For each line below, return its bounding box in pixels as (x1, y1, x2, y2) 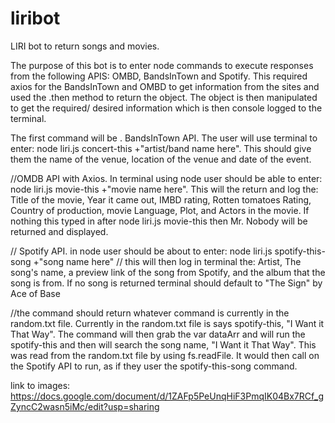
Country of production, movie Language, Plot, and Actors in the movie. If (10, 204, 310, 216)
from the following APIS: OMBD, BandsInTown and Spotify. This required (10, 70, 308, 82)
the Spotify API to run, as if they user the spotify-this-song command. (10, 360, 298, 372)
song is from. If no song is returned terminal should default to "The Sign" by (10, 277, 323, 289)
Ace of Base (10, 287, 61, 299)
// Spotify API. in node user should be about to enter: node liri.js (10, 245, 273, 257)
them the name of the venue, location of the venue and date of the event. (10, 153, 312, 165)
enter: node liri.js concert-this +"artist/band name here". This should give (10, 142, 312, 154)
